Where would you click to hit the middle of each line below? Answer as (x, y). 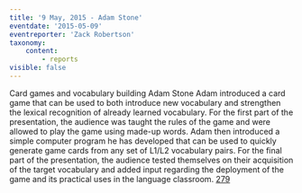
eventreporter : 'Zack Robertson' (72, 34)
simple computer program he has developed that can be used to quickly (143, 141)
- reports (60, 59)
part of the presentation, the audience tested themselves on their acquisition (151, 160)
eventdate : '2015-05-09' (56, 26)
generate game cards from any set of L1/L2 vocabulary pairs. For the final (146, 150)
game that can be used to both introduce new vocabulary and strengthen (145, 102)
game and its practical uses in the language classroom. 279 (120, 179)
